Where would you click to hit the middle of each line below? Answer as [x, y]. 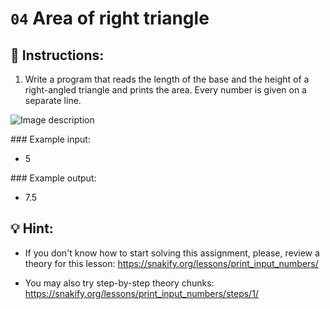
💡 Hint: [32, 228]
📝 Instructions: [57, 55]
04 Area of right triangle [110, 18]
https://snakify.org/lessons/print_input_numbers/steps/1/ [141, 293]
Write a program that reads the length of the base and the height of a [167, 79]
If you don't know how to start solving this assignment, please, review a [172, 253]
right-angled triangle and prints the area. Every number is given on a [165, 90]
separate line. [53, 100]
